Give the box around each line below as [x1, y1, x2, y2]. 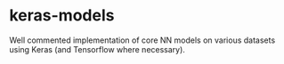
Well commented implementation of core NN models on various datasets [9, 35, 276, 45]
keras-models [9, 5, 115, 26]
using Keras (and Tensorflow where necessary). [9, 44, 185, 54]
